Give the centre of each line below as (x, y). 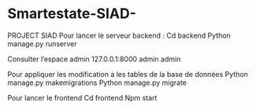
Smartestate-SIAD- (72, 14)
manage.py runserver (43, 43)
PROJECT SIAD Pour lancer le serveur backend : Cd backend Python (119, 35)
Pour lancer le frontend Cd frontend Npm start (82, 97)
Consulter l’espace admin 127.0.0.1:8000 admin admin (94, 59)
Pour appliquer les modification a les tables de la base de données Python (128, 74)
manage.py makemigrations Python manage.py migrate (97, 82)
